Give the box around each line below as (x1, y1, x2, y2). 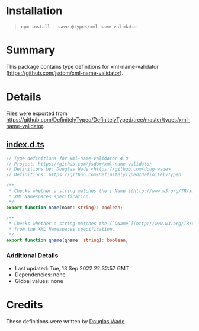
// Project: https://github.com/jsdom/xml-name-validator (6, 161, 152, 167)
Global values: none (14, 278, 63, 285)
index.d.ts (6, 139, 44, 149)
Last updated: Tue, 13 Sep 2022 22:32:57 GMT (14, 265, 129, 272)
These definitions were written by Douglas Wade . (6, 318, 126, 325)
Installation (6, 4, 63, 18)
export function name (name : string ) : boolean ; (6, 205, 123, 211)
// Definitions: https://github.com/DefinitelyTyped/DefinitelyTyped (6, 172, 182, 178)
